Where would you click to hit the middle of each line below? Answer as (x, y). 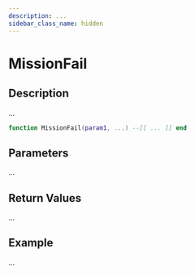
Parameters (39, 153)
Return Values (45, 198)
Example (31, 243)
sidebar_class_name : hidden (56, 24)
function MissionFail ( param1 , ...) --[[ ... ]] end (97, 128)
